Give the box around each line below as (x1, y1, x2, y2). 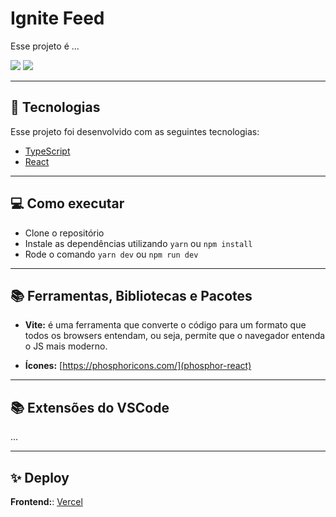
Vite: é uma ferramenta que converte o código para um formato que (24, 319, 307, 331)
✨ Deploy (10, 469, 70, 486)
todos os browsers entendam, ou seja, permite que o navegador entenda (24, 330, 326, 342)
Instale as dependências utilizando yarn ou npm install (24, 237, 253, 249)
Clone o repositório (24, 227, 105, 239)
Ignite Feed (10, 7, 105, 30)
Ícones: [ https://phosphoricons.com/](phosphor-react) (24, 360, 252, 372)
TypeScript (24, 145, 71, 157)
